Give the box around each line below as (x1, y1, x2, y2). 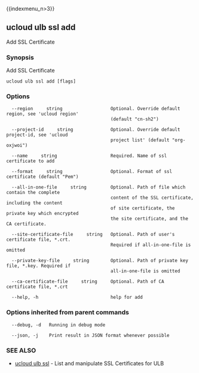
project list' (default (110, 137, 170, 143)
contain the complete (6, 190, 60, 196)
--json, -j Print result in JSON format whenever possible (11, 332, 170, 338)
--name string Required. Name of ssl (11, 153, 167, 159)
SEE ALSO (6, 346, 36, 354)
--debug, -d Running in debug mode (11, 322, 106, 328)
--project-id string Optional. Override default (11, 127, 180, 133)
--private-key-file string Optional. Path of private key (11, 257, 188, 264)
